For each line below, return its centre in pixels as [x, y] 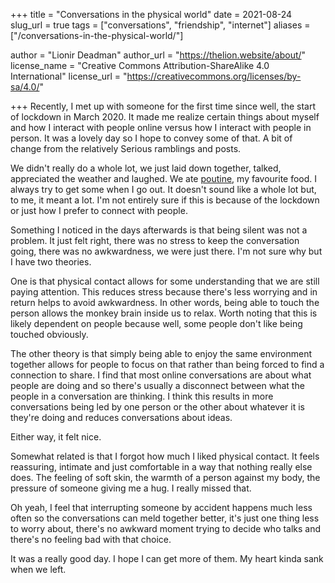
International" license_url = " [69, 76]
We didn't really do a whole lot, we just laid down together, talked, [146, 168]
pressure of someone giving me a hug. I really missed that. [131, 488]
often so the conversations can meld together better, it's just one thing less [165, 518]
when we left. [38, 569]
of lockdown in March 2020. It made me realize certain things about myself [165, 117]
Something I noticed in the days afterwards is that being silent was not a [159, 230]
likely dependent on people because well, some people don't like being [156, 323]
